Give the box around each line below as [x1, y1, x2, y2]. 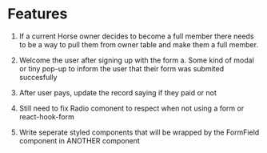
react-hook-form [18, 111, 75, 121]
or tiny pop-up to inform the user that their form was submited [18, 63, 225, 73]
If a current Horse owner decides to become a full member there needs [18, 31, 254, 41]
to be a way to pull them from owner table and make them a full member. [18, 39, 259, 49]
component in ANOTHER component [18, 135, 141, 145]
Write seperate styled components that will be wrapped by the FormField [18, 127, 260, 137]
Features [7, 5, 68, 23]
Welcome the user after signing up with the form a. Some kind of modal [18, 55, 255, 65]
